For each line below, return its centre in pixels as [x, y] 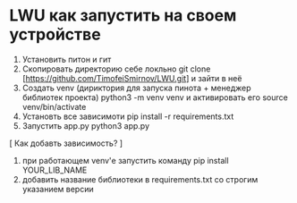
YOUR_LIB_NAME [55, 170]
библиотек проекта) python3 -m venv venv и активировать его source [155, 97]
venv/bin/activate [54, 106]
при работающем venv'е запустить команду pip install [126, 160]
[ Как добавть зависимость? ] [66, 143]
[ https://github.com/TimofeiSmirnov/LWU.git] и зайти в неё [132, 78]
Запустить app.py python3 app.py [86, 125]
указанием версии [58, 189]
